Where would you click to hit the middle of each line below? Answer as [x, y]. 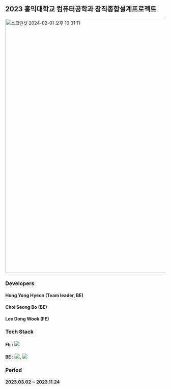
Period [13, 370]
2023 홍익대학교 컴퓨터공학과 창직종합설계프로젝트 [81, 9]
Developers [20, 283]
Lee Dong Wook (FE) [27, 318]
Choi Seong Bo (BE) [26, 307]
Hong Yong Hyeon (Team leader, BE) [45, 296]
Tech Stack [20, 332]
